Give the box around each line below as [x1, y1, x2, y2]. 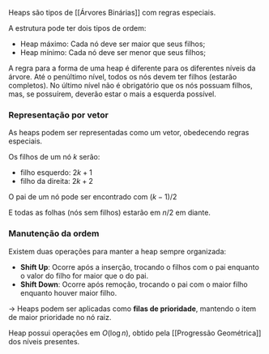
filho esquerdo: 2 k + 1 [19, 168, 93, 177]
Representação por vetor [8, 109, 109, 121]
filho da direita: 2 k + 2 [19, 177, 93, 186]
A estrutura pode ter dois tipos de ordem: [8, 23, 147, 32]
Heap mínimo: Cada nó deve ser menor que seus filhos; [19, 48, 207, 57]
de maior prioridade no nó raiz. [8, 312, 112, 322]
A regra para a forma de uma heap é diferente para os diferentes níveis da [8, 63, 256, 73]
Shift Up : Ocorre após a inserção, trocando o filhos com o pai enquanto [19, 262, 259, 271]
